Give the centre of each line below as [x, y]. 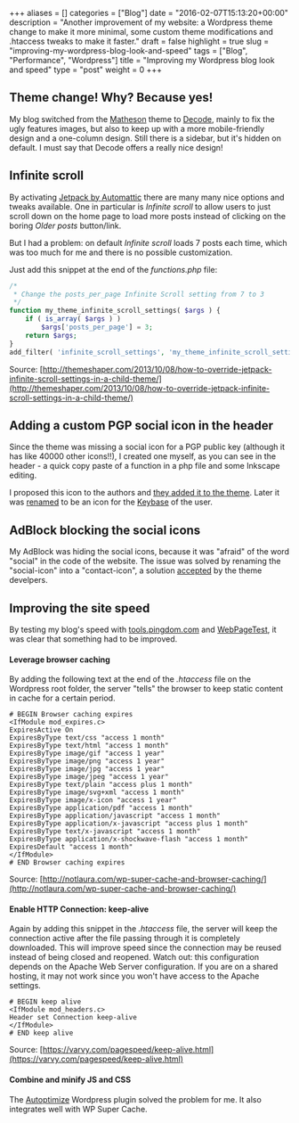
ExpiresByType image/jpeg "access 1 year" [89, 777]
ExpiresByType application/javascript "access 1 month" [115, 816]
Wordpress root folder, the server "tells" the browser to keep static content [146, 689]
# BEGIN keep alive [45, 1002]
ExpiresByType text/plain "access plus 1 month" [101, 785]
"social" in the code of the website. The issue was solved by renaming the [145, 561]
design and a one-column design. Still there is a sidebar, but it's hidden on [145, 138]
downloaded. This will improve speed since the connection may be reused [145, 947]
